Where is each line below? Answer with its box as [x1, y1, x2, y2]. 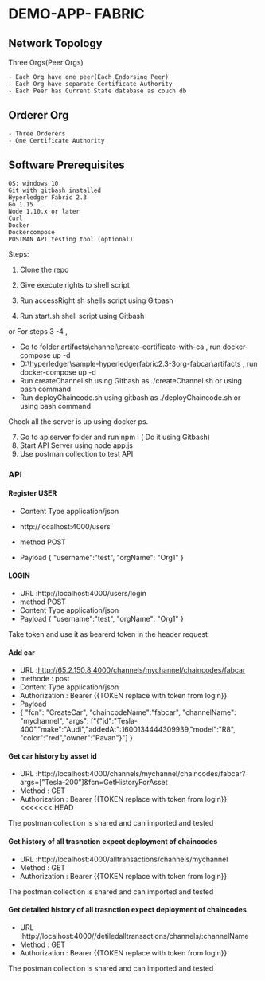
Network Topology [8, 37, 103, 50]
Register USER [8, 489, 57, 498]
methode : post [19, 674, 70, 684]
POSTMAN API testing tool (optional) [8, 235, 134, 243]
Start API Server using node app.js [19, 440, 134, 450]
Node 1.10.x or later [8, 207, 80, 215]
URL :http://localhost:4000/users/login [19, 588, 147, 598]
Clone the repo [19, 265, 69, 274]
